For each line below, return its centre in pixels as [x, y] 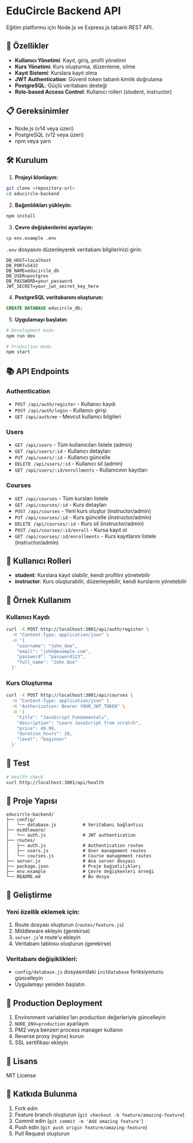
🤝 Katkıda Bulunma [42, 1094]
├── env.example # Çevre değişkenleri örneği [80, 872]
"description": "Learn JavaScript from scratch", [79, 723]
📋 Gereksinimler [38, 111]
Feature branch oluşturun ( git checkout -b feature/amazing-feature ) [99, 1115]
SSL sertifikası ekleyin [42, 1043]
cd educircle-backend [33, 194]
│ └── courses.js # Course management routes [79, 856]
